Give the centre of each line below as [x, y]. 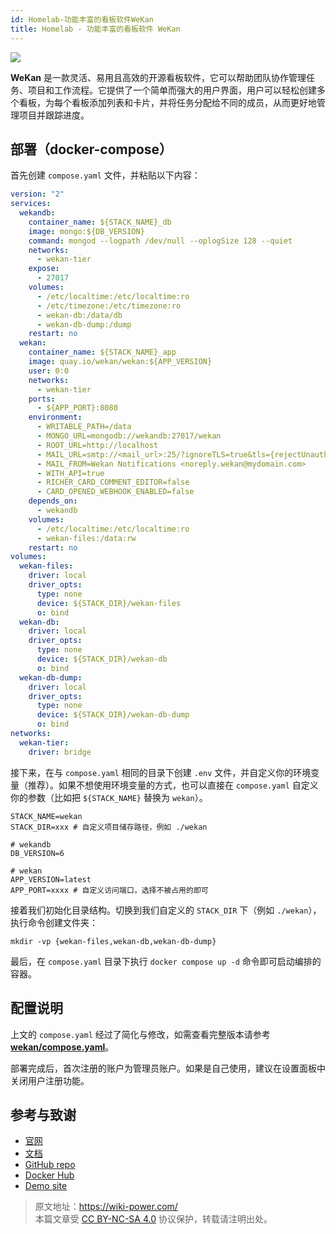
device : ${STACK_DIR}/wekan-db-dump [113, 715]
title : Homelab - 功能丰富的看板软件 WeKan [95, 29]
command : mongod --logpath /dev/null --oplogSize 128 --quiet [160, 241]
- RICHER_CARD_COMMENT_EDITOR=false [113, 482]
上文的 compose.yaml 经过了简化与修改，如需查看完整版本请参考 [140, 1034]
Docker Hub [49, 1175]
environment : [55, 417]
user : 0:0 [49, 371]
